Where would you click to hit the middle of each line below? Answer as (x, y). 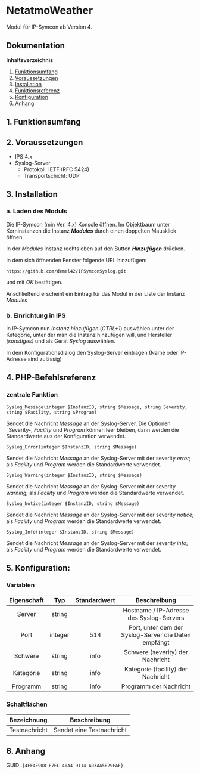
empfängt (156, 643)
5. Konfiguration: (38, 568)
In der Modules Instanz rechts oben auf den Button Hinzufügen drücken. (96, 249)
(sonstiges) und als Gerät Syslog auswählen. (61, 341)
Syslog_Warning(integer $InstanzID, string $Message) (74, 475)
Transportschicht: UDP (51, 175)
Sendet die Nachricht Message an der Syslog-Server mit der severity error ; (99, 458)
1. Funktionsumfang (44, 122)
